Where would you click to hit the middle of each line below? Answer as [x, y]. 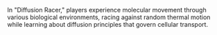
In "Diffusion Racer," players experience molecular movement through [107, 10]
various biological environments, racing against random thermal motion [109, 17]
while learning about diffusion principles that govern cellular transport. [108, 24]
